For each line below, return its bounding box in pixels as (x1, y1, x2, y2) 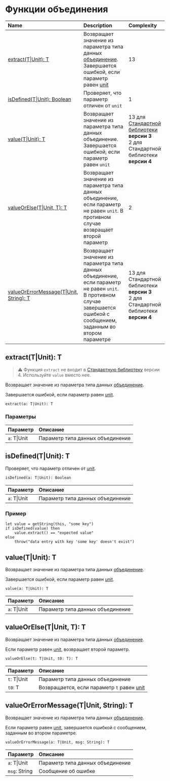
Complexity (128, 22, 157, 29)
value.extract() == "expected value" (14, 531, 94, 536)
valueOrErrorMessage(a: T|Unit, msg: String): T (5, 739, 110, 745)
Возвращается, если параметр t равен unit (38, 684, 145, 691)
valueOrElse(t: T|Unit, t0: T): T (5, 656, 78, 661)
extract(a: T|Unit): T (5, 401, 53, 406)
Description (83, 22, 112, 29)
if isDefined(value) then (5, 526, 60, 531)
